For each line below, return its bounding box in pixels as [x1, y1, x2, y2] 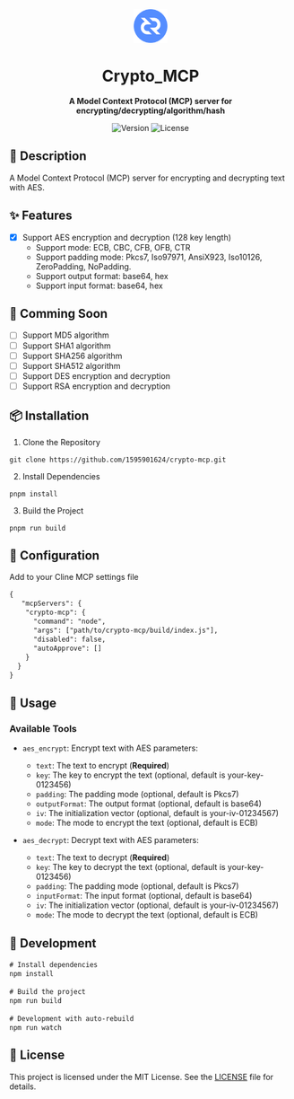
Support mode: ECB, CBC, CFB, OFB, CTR [35, 242, 191, 252]
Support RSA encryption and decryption [22, 381, 171, 391]
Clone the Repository [22, 436, 101, 447]
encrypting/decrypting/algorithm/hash [75, 105, 226, 116]
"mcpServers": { [21, 599, 82, 609]
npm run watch [9, 1023, 63, 1032]
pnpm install [9, 489, 58, 498]
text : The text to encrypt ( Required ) [35, 761, 170, 771]
